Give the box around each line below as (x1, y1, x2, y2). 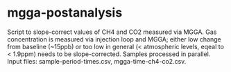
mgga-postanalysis (7, 5, 123, 21)
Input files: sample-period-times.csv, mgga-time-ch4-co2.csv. (7, 57, 187, 65)
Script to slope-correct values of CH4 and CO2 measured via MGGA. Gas (7, 28, 217, 36)
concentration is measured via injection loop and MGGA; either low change (7, 35, 221, 43)
